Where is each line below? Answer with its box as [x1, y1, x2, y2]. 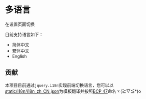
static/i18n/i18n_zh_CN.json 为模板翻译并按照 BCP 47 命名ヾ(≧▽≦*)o [5, 88, 141, 94]
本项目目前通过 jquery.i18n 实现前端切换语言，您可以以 [5, 82, 114, 88]
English [12, 53, 27, 59]
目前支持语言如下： [5, 31, 44, 37]
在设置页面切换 [5, 21, 35, 27]
